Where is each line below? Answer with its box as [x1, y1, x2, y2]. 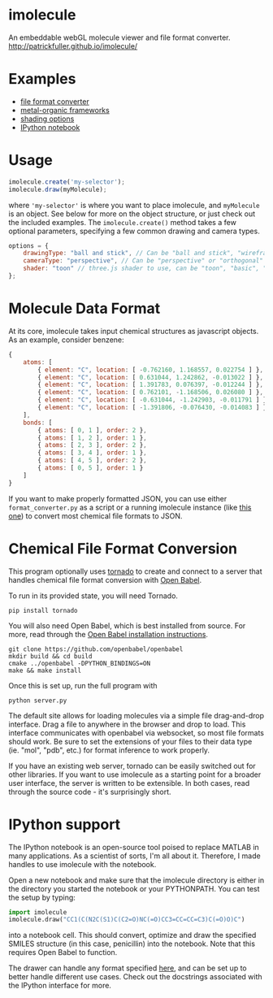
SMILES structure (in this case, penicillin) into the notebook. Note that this [8, 939, 256, 948]
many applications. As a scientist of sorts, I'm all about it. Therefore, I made [8, 851, 262, 861]
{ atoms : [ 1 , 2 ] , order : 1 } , [37, 433, 148, 442]
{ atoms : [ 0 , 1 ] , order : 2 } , [37, 426, 148, 434]
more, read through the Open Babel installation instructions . [8, 629, 209, 639]
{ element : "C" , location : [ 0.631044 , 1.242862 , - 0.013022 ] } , [37, 373, 264, 381]
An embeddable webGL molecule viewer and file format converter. [8, 33, 231, 42]
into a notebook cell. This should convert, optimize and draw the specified [8, 931, 257, 940]
